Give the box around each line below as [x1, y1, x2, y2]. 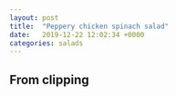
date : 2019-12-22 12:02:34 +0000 [9, 30, 145, 39]
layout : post [9, 13, 59, 23]
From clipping [9, 72, 89, 87]
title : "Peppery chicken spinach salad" [9, 22, 170, 31]
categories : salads [9, 38, 84, 48]
